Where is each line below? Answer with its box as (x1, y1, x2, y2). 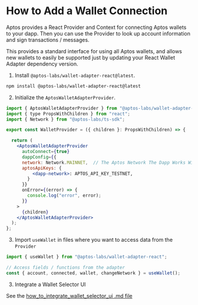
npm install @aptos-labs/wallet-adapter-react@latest (6, 83, 141, 89)
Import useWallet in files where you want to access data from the (14, 236, 173, 244)
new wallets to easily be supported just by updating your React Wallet (6, 54, 176, 61)
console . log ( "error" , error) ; (27, 193, 101, 199)
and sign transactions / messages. (6, 36, 90, 43)
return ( (11, 138, 33, 144)
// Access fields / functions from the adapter (6, 265, 126, 271)
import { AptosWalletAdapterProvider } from (6, 105, 117, 111)
